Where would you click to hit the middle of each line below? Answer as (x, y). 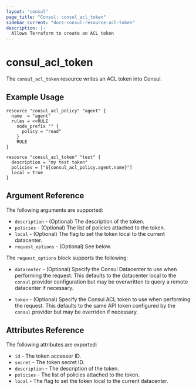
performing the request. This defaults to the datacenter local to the (95, 275)
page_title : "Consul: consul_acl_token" (56, 17)
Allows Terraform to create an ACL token (63, 34)
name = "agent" (31, 116)
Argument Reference (45, 196)
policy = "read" (41, 131)
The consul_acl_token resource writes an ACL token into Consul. (84, 79)
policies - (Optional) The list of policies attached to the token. (90, 228)
